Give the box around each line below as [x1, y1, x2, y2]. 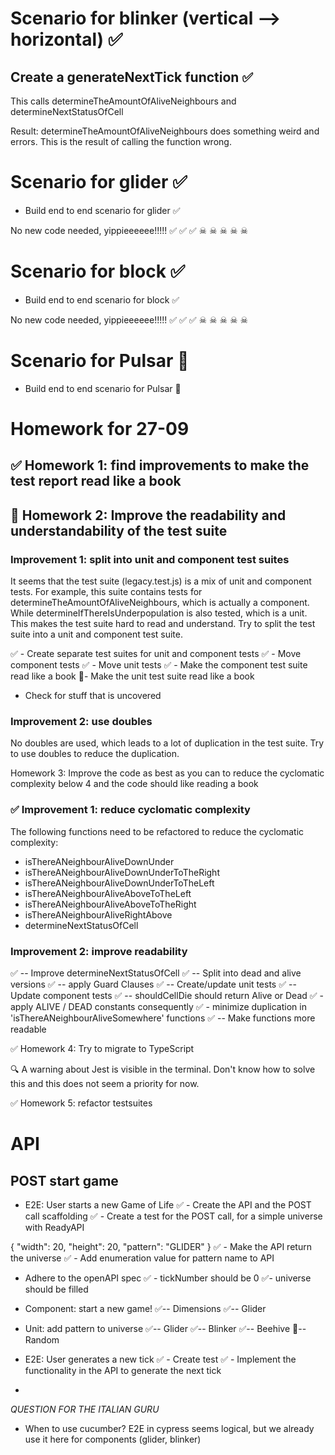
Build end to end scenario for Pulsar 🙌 [24, 382, 182, 394]
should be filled [24, 1283, 89, 1295]
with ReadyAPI [24, 1221, 85, 1233]
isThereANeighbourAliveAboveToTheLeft [24, 887, 192, 899]
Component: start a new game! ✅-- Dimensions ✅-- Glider [24, 1302, 267, 1314]
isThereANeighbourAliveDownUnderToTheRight [24, 866, 220, 878]
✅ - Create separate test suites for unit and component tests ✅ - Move [10, 648, 302, 660]
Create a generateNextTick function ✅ [10, 68, 254, 86]
